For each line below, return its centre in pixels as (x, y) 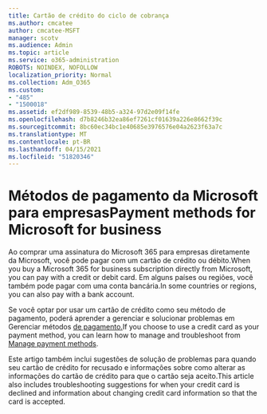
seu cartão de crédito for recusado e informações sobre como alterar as (127, 368)
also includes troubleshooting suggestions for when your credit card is (124, 384)
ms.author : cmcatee (41, 23)
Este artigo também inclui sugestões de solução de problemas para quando (132, 359)
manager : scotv (33, 38)
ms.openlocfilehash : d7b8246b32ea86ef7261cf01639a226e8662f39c (116, 120)
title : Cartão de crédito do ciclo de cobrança (89, 16)
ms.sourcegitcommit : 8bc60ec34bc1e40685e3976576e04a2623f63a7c (116, 127)
